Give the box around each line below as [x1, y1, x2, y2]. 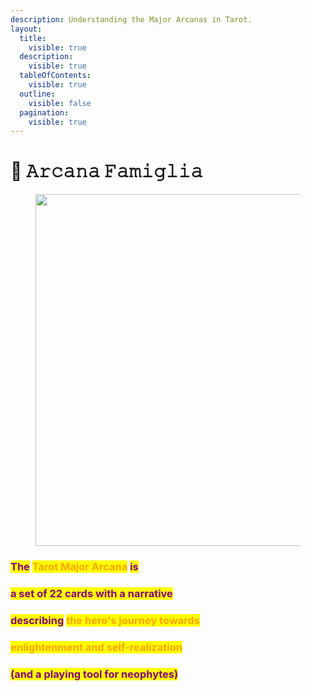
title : [19, 33, 47, 43]
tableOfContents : [19, 71, 92, 81]
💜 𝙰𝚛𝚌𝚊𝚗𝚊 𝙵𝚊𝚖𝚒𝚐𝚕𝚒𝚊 [10, 160, 203, 183]
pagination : [19, 107, 70, 118]
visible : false [28, 98, 92, 108]
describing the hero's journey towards [10, 613, 200, 627]
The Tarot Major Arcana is [10, 560, 139, 574]
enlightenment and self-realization [10, 640, 183, 654]
